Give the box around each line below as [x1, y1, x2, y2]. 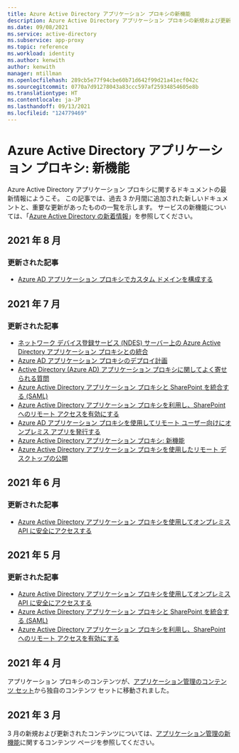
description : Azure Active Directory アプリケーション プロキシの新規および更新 [7, 17, 231, 24]
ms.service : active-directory [7, 30, 97, 38]
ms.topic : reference [7, 43, 69, 50]
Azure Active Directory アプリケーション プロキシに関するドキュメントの [7, 185, 221, 193]
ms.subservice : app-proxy [7, 37, 84, 44]
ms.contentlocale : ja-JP [7, 97, 81, 104]
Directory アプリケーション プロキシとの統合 [17, 348, 149, 356]
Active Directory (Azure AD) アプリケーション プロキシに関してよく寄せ [17, 365, 228, 374]
